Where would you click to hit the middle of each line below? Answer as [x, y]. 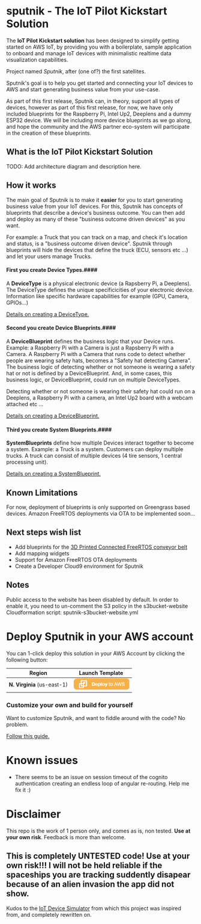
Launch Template [101, 673]
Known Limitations [42, 492]
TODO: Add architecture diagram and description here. [74, 166]
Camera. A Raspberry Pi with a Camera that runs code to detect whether [96, 354]
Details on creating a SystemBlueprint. [53, 474]
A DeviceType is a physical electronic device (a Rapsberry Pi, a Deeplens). [99, 283]
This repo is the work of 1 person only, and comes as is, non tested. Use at [98, 831]
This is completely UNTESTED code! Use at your [98, 856]
